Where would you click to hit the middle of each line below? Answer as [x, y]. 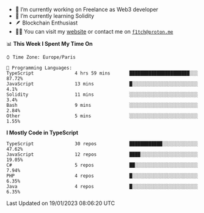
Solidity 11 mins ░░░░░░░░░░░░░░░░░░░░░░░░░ [102, 95]
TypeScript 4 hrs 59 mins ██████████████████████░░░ [102, 73]
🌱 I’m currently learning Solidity [55, 16]
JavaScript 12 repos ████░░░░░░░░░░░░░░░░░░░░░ [102, 154]
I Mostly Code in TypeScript [42, 132]
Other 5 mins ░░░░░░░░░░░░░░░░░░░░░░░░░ [102, 116]
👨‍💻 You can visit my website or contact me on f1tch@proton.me [94, 31]
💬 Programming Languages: [39, 68]
